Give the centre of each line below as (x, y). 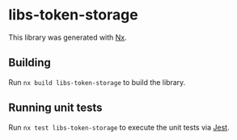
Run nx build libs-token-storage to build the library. (97, 82)
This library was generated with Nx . (68, 37)
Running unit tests (55, 108)
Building (30, 63)
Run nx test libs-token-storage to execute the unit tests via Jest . (119, 127)
